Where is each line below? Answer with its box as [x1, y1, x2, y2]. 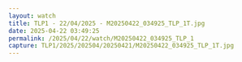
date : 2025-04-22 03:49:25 [8, 27, 100, 35]
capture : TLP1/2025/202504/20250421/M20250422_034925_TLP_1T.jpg [8, 42, 234, 50]
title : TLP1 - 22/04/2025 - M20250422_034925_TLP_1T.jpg [8, 19, 205, 27]
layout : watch [8, 11, 57, 20]
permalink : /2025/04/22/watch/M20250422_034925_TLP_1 [8, 34, 195, 43]
